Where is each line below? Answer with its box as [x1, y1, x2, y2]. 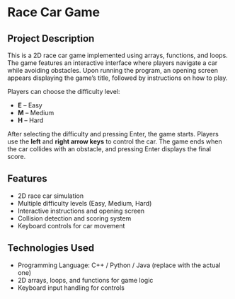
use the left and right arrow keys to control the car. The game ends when [7, 137, 223, 146]
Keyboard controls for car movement [17, 221, 125, 230]
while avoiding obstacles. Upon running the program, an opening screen [7, 66, 218, 74]
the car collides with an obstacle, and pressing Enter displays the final [7, 145, 211, 153]
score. [7, 153, 26, 160]
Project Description [7, 33, 95, 45]
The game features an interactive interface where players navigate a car [7, 59, 218, 67]
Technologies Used [7, 242, 94, 254]
